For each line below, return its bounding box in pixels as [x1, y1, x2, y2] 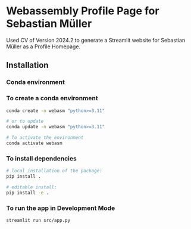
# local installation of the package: [6, 168, 102, 174]
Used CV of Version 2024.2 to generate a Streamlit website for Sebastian [6, 36, 186, 44]
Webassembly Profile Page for [6, 4, 159, 18]
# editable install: [6, 184, 58, 190]
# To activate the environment [6, 135, 84, 141]
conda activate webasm [6, 140, 62, 147]
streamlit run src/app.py [6, 218, 70, 224]
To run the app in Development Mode [6, 204, 115, 212]
